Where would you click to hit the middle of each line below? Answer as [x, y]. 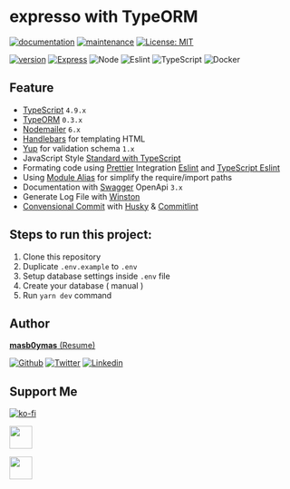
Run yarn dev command [67, 295]
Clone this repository [62, 257]
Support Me [43, 391]
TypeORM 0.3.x [53, 119]
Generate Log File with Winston [81, 196]
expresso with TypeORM [104, 17]
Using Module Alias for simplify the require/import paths [127, 177]
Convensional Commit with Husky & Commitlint [111, 206]
